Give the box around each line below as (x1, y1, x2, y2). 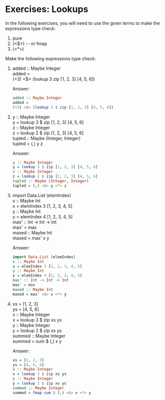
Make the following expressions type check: (5, 55, 96, 61)
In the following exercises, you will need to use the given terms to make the (5, 20, 160, 26)
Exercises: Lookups (5, 4, 88, 15)
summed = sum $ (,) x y (12, 338, 62, 344)
